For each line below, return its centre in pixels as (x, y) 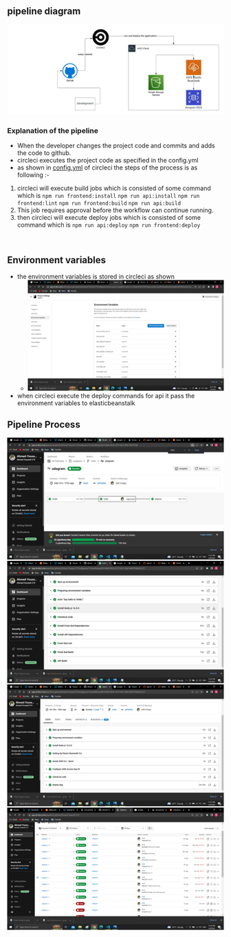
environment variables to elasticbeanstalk (76, 403)
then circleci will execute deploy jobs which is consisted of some (109, 218)
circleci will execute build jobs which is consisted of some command (114, 188)
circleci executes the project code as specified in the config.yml (108, 161)
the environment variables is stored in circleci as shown (96, 277)
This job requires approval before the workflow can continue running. (115, 210)
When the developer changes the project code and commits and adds (116, 146)
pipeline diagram (44, 11)
